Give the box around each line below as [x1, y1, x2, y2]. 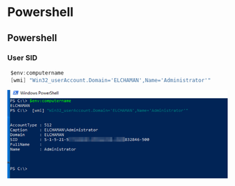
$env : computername [10, 69, 64, 77]
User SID [7, 53, 38, 63]
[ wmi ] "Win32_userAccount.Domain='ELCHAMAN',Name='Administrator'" [10, 77, 211, 84]
